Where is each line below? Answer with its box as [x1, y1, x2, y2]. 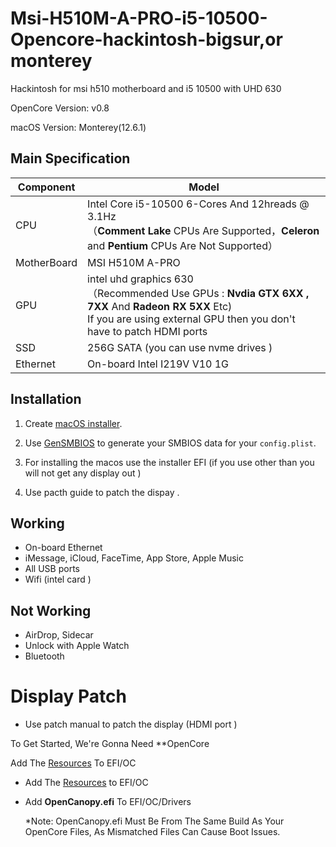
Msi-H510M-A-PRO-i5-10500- [10, 7, 268, 30]
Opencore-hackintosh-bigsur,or [10, 28, 283, 51]
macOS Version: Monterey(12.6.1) [10, 121, 147, 133]
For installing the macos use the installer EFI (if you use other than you [24, 456, 315, 468]
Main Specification [10, 150, 131, 167]
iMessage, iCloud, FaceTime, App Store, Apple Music [24, 552, 244, 564]
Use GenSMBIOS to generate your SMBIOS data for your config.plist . [24, 437, 317, 449]
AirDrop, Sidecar [24, 629, 94, 641]
